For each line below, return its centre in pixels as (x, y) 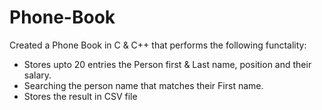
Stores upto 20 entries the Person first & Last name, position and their (167, 64)
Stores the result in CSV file (80, 96)
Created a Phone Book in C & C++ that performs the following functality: (158, 45)
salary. (37, 75)
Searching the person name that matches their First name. (143, 85)
